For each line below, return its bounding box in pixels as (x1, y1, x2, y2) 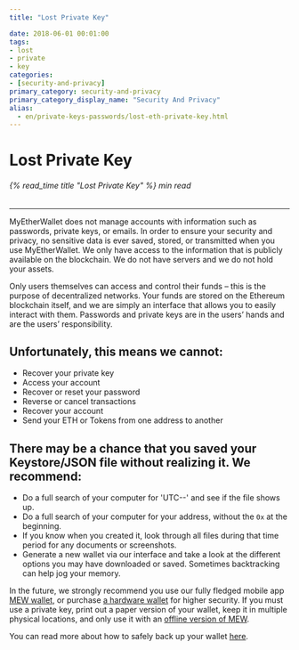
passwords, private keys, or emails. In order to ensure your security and (9, 225, 273, 236)
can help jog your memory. (21, 568, 121, 579)
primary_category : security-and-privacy (9, 86, 162, 96)
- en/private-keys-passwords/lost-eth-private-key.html (17, 112, 229, 121)
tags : (9, 37, 29, 46)
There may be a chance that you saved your (9, 441, 257, 456)
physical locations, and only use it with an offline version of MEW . (9, 613, 250, 624)
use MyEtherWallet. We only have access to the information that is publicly (9, 244, 283, 255)
